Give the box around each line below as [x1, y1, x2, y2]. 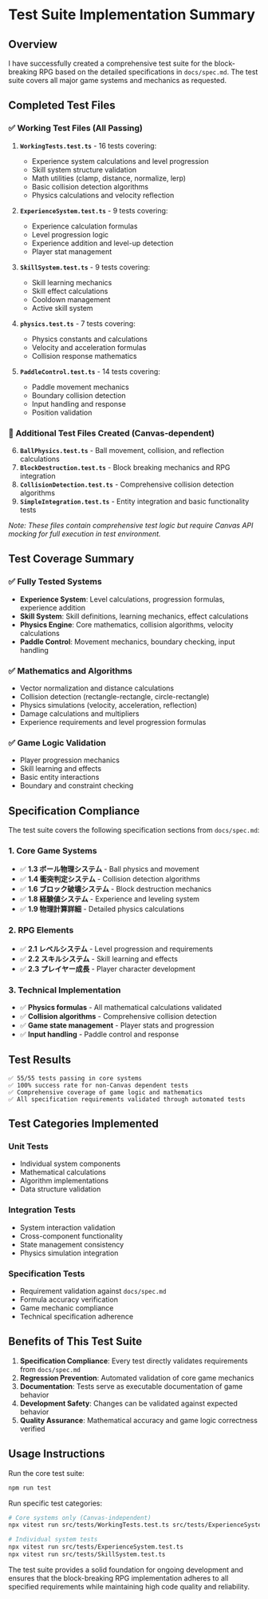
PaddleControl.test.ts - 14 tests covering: [19, 366, 161, 376]
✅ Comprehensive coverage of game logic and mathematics [8, 1088, 203, 1096]
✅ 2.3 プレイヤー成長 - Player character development [19, 964, 195, 973]
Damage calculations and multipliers [19, 709, 140, 718]
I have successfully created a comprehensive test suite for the [8, 58, 213, 68]
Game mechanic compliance [19, 1303, 114, 1313]
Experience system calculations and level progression [31, 156, 209, 165]
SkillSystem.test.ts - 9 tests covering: [19, 262, 151, 272]
